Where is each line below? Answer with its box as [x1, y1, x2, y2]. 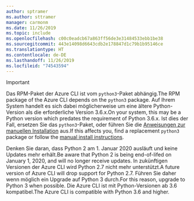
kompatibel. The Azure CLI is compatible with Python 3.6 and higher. [6, 188, 169, 196]
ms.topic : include [6, 30, 51, 36]
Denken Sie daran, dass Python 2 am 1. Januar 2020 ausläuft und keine [6, 145, 178, 152]
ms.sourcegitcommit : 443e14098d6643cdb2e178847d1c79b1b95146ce [6, 41, 164, 47]
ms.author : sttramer [6, 14, 57, 20]
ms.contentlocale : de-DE [6, 52, 67, 58]
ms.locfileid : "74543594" [6, 63, 69, 69]
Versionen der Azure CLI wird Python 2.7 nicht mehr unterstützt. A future [6, 164, 180, 171]
